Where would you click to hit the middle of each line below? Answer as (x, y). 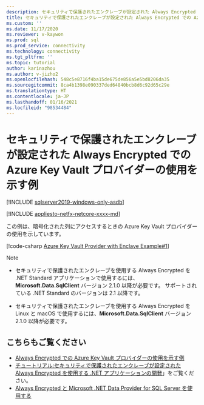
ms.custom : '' (24, 23)
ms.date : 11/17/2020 (32, 29)
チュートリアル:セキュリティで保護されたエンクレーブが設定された (98, 366)
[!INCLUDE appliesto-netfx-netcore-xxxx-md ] (63, 214)
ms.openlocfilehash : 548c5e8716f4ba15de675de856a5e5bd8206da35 (88, 79)
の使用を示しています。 (36, 234)
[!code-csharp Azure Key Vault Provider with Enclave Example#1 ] (88, 246)
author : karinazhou (31, 68)
